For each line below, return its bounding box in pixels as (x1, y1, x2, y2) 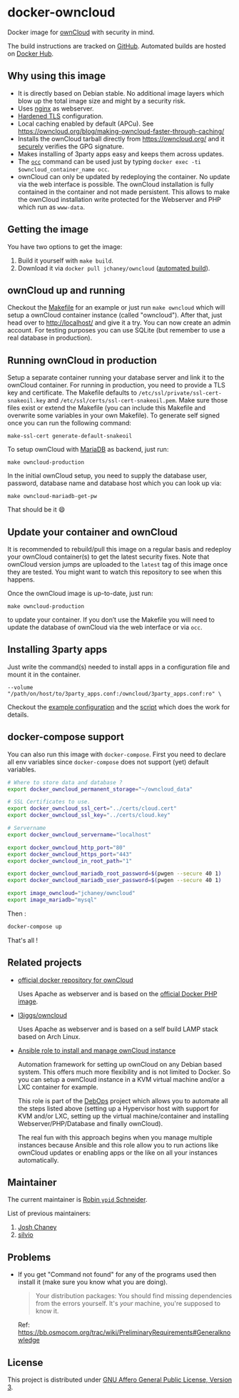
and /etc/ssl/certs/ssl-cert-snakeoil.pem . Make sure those (47, 396, 228, 405)
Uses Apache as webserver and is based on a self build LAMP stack (17, 1025, 219, 1033)
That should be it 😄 (7, 505, 66, 514)
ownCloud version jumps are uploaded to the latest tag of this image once (7, 560, 228, 568)
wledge (17, 1336, 41, 1344)
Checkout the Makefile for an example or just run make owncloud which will (7, 303, 225, 312)
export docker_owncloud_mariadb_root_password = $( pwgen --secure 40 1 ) (7, 870, 222, 878)
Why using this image (7, 70, 106, 82)
